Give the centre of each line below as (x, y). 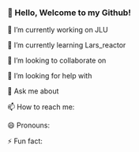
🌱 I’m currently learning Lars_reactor (67, 45)
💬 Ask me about (33, 91)
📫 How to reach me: (41, 107)
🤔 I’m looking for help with (50, 76)
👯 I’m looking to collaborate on (57, 61)
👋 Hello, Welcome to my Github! (69, 13)
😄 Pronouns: (29, 125)
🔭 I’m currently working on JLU (58, 30)
